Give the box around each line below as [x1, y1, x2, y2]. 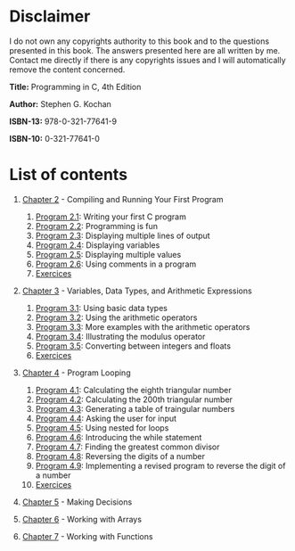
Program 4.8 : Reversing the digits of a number [35, 450, 205, 461]
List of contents [9, 165, 127, 185]
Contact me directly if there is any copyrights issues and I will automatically [9, 54, 287, 65]
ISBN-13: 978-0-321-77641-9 [9, 116, 118, 127]
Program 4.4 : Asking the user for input [35, 413, 176, 424]
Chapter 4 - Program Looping [21, 367, 131, 378]
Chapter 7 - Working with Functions [21, 530, 153, 541]
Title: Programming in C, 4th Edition [9, 81, 142, 92]
